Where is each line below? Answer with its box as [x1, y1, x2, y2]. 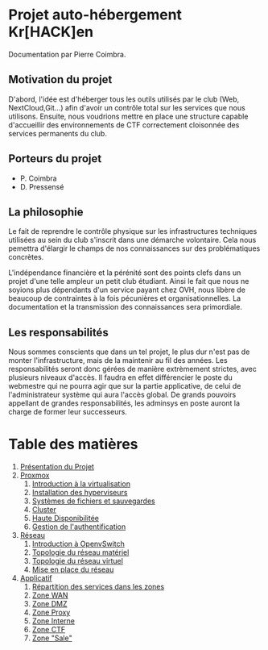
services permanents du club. [8, 128, 107, 138]
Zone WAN [31, 590, 68, 600]
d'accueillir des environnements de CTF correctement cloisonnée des [8, 119, 240, 130]
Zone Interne [31, 616, 75, 626]
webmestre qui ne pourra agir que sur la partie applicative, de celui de [8, 381, 241, 391]
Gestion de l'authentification [31, 522, 126, 531]
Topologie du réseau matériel [31, 548, 130, 557]
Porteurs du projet [8, 152, 102, 166]
